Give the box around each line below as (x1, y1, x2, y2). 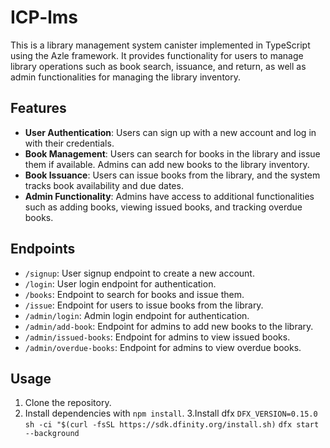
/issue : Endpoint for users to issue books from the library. (24, 299, 264, 311)
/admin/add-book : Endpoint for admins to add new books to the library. (24, 320, 314, 332)
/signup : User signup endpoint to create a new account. (24, 267, 255, 279)
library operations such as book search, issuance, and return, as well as (10, 60, 307, 72)
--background (24, 429, 80, 439)
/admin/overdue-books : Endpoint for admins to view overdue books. (24, 341, 302, 353)
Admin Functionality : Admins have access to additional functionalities (24, 190, 315, 202)
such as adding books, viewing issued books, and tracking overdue (24, 201, 303, 213)
